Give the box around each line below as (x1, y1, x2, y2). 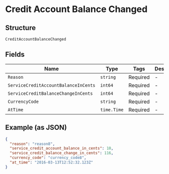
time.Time (100, 107, 124, 112)
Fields (5, 50, 25, 59)
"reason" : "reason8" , (10, 141, 55, 146)
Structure (5, 24, 36, 32)
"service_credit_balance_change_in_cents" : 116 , (10, 150, 114, 156)
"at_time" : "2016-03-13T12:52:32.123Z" (10, 160, 94, 165)
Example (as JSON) (5, 123, 67, 132)
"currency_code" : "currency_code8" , (10, 155, 87, 160)
